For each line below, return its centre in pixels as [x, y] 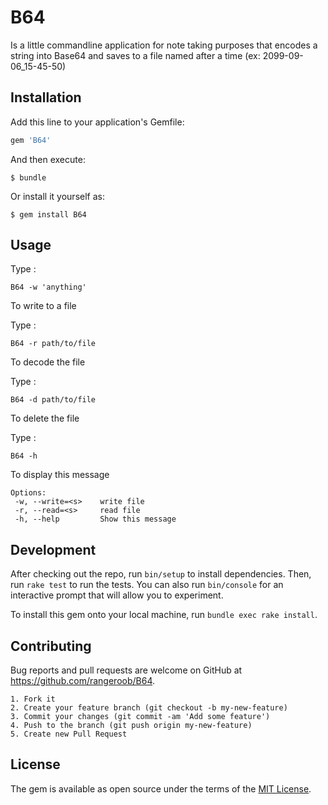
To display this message [60, 475]
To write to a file [43, 306]
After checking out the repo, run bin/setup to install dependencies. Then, [161, 574]
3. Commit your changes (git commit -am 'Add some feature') [140, 717]
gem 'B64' [31, 140]
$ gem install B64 [48, 214]
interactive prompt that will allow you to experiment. [117, 595]
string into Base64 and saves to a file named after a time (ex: [135, 55]
